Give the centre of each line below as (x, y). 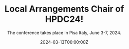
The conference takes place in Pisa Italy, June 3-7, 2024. (64, 33)
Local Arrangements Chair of (64, 9)
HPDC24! (64, 19)
